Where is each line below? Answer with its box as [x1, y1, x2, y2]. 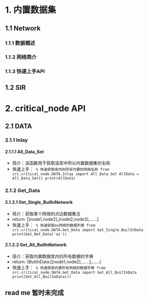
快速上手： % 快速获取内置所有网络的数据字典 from [12, 265, 106, 270]
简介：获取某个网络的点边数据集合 [12, 211, 81, 216]
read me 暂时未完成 [5, 289, 64, 297]
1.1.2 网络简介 [5, 54, 37, 61]
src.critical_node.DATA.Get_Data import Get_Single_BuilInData [12, 227, 144, 232]
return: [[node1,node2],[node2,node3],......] [12, 216, 99, 222]
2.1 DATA [5, 122, 33, 130]
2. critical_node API [5, 103, 86, 114]
